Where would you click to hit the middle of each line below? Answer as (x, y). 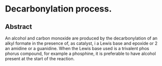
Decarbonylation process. (59, 9)
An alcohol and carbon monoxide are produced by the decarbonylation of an (81, 38)
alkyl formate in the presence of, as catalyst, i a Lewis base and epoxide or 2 (81, 43)
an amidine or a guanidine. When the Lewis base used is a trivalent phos (77, 48)
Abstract (19, 27)
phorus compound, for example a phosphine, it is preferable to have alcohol (81, 53)
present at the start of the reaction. (40, 59)
